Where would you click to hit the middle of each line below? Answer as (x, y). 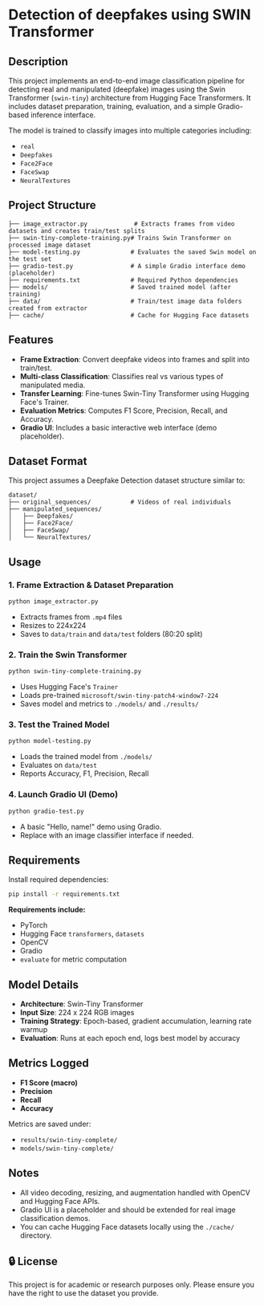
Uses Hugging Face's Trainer (69, 687)
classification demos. (55, 1218)
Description (38, 61)
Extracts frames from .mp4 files (71, 617)
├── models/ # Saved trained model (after (120, 287)
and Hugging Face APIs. (60, 1201)
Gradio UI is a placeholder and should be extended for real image (128, 1210)
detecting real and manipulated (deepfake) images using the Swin (117, 89)
